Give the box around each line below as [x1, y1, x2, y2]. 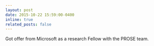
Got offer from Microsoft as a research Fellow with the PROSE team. [5, 36, 149, 42]
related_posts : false [5, 21, 52, 27]
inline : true [5, 17, 33, 22]
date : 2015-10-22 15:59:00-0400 [5, 12, 74, 17]
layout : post [5, 7, 33, 13]
